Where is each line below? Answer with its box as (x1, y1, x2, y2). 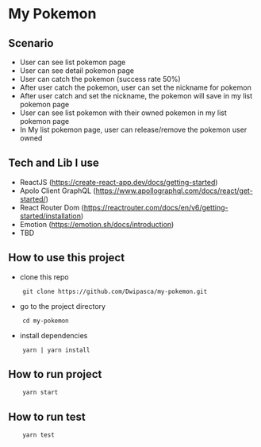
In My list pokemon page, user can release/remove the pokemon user (19, 125, 248, 134)
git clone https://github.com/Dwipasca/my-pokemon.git (22, 287, 208, 295)
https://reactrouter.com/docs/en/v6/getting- (83, 202, 228, 212)
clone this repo (19, 272, 69, 282)
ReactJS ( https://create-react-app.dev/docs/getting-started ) (19, 177, 218, 187)
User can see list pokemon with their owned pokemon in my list (19, 108, 228, 118)
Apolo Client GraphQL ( (19, 186, 97, 195)
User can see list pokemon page (19, 57, 126, 67)
